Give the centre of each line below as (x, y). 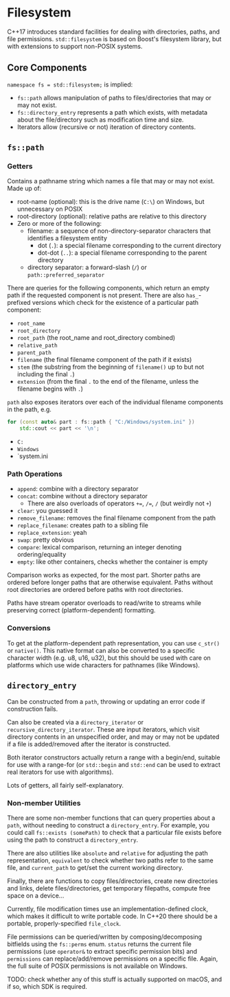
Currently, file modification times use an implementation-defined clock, (107, 908)
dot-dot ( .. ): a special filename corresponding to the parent (122, 253)
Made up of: (24, 188)
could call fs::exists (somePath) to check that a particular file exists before (114, 832)
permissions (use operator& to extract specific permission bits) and (102, 951)
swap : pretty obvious (45, 540)
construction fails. (33, 709)
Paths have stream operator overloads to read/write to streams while (104, 603)
